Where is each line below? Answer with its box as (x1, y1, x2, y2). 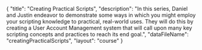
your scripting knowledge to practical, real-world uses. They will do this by (6, 18, 193, 25)
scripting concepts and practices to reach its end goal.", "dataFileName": (6, 31, 189, 38)
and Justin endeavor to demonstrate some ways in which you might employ (6, 11, 196, 19)
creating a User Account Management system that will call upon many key (6, 24, 193, 31)
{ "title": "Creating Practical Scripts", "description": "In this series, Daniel (6, 5, 188, 12)
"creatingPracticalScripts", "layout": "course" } (6, 37, 124, 44)
